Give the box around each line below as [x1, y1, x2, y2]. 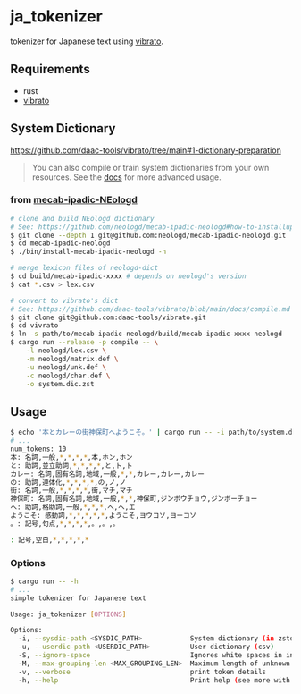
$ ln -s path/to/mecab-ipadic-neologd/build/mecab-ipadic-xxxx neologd [10, 329, 282, 339]
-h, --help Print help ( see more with [18, 675, 291, 685]
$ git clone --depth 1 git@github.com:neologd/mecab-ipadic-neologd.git [10, 231, 287, 240]
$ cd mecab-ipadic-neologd [10, 239, 111, 248]
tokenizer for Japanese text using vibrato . [10, 36, 164, 47]
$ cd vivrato [10, 321, 59, 330]
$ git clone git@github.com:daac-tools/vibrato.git [10, 313, 206, 322]
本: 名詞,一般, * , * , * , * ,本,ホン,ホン [10, 453, 133, 461]
